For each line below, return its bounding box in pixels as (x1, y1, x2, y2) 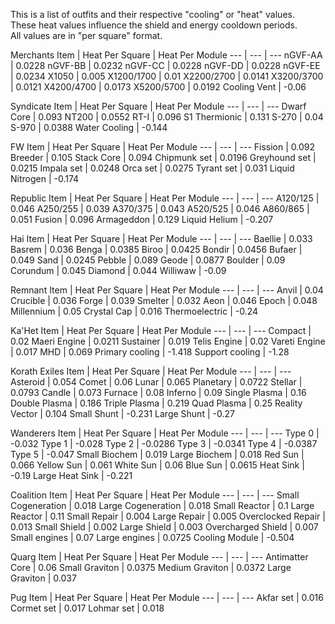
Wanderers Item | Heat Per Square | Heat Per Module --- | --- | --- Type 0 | (10, 427, 320, 439)
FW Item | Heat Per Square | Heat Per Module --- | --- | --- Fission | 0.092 (10, 141, 315, 153)
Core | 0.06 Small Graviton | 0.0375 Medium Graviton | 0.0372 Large (10, 562, 292, 573)
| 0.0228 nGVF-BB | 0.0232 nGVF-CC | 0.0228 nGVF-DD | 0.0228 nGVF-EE (10, 60, 321, 71)
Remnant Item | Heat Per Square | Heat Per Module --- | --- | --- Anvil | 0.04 (10, 284, 324, 296)
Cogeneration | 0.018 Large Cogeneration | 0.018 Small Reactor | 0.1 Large (10, 500, 315, 511)
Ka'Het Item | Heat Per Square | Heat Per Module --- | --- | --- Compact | (10, 325, 312, 336)
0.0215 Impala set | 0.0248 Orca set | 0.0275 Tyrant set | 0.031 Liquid (10, 162, 295, 174)
